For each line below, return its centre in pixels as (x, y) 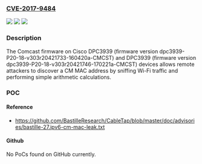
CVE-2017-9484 (31, 8)
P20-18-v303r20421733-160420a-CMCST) (60, 57)
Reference (20, 107)
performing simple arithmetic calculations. (59, 77)
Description (24, 38)
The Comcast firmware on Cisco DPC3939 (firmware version (82, 51)
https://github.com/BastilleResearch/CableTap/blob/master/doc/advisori (105, 120)
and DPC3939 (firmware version (156, 57)
